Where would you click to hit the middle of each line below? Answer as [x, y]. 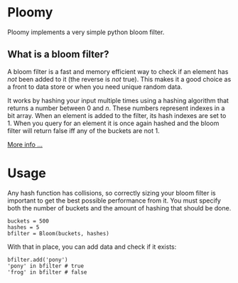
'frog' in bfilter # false [47, 272]
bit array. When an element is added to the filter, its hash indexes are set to [117, 115]
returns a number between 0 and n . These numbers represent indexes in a [116, 108]
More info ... [25, 144]
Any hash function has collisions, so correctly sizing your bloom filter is [112, 193]
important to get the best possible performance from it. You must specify [114, 201]
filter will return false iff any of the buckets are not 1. [83, 130]
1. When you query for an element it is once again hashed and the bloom [113, 123]
